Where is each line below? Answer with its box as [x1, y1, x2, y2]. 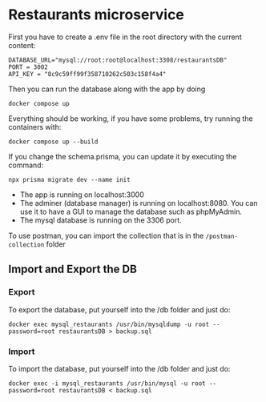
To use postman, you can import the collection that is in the [8, 231, 204, 240]
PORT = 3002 [8, 62, 48, 71]
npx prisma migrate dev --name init [8, 175, 131, 183]
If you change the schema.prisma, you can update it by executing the [8, 151, 237, 161]
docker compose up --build [8, 138, 99, 146]
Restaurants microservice [8, 6, 184, 24]
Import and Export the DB [8, 263, 138, 276]
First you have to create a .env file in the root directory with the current [8, 32, 242, 42]
